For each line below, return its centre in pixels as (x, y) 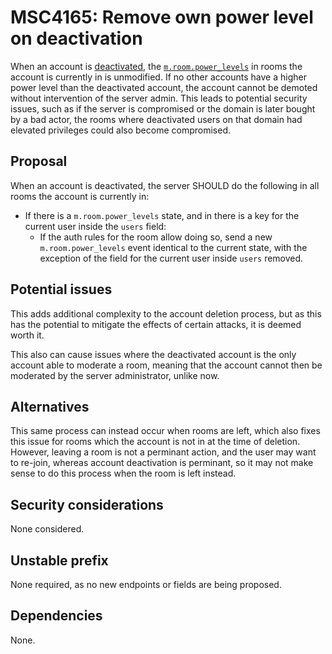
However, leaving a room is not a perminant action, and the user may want (163, 452)
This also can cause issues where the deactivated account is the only (153, 354)
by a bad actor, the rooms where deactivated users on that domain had (156, 119)
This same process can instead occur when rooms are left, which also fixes (165, 431)
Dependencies (56, 616)
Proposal (39, 161)
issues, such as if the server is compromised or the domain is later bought (163, 108)
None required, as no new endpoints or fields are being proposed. (146, 584)
